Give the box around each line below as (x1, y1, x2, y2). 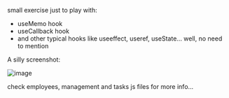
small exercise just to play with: (7, 6, 98, 14)
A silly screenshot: (7, 55, 61, 64)
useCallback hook (17, 27, 70, 35)
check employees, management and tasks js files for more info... (7, 83, 194, 90)
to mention (17, 42, 49, 50)
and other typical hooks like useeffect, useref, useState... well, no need (17, 34, 223, 43)
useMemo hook (17, 20, 63, 27)
